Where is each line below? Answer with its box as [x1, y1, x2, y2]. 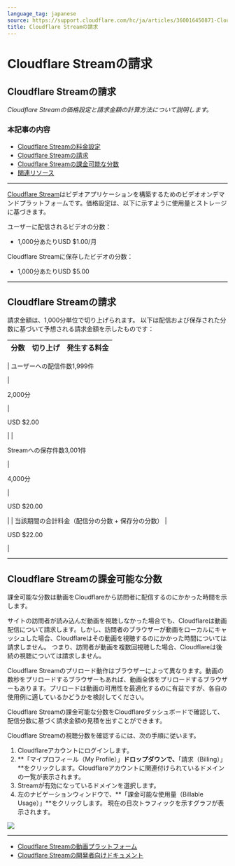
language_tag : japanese [7, 10, 77, 18]
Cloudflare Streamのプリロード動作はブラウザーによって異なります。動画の [7, 667, 224, 675]
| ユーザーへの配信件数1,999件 [7, 362, 94, 370]
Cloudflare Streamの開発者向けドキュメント [17, 851, 144, 860]
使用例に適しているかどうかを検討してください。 [7, 693, 148, 701]
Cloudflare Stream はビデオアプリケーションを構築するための [7, 190, 183, 198]
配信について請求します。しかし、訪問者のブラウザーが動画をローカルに [7, 625, 215, 634]
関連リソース [17, 168, 55, 177]
